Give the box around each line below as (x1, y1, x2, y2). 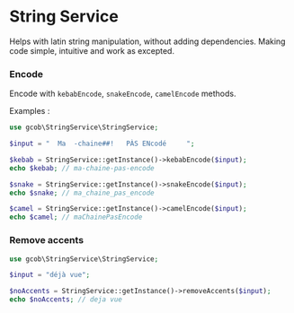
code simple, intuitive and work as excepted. (9, 45, 175, 56)
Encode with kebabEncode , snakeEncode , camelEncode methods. (9, 88, 236, 100)
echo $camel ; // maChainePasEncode (9, 213, 143, 222)
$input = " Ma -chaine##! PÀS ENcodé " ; (9, 139, 195, 149)
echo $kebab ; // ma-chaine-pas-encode (9, 163, 155, 172)
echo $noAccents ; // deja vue (9, 295, 123, 304)
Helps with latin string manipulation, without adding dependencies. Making (9, 36, 286, 47)
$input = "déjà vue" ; (9, 271, 91, 280)
